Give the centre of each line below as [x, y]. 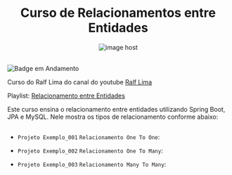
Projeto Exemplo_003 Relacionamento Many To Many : [92, 164]
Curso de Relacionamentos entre [118, 13]
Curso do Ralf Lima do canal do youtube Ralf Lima [80, 82]
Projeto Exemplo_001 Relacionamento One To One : [89, 137]
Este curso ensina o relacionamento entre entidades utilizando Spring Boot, [116, 109]
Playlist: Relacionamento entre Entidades [66, 96]
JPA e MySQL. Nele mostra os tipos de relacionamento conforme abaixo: [113, 117]
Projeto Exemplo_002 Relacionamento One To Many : [90, 151]
